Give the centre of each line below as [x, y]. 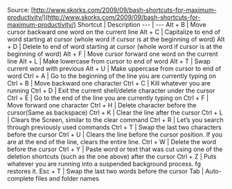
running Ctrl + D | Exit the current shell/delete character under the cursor [111, 90]
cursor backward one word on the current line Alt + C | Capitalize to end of [114, 32]
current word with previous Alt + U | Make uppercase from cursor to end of [114, 69]
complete [21, 178]
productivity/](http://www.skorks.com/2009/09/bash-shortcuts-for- [104, 17]
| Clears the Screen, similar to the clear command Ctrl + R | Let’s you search [115, 120]
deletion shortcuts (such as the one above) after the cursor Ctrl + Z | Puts [112, 157]
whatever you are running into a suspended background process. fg [104, 164]
